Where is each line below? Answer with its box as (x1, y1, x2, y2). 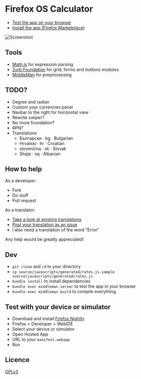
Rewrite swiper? (12, 114, 45, 120)
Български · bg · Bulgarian (19, 135, 73, 141)
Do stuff (12, 192, 29, 198)
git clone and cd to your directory (12, 264, 81, 270)
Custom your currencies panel (12, 104, 73, 110)
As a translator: (5, 207, 35, 213)
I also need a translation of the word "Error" (12, 227, 100, 233)
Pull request (12, 198, 36, 204)
